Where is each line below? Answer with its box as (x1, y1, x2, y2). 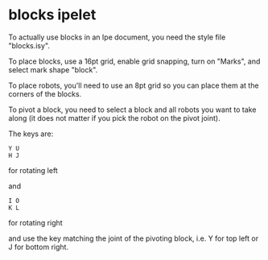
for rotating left (8, 165, 58, 175)
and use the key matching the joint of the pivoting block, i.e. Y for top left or (8, 233, 259, 243)
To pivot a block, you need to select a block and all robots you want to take (8, 105, 257, 114)
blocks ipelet (8, 6, 97, 24)
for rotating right (8, 217, 63, 227)
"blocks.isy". (8, 40, 51, 50)
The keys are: (8, 129, 54, 138)
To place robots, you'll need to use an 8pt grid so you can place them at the (8, 80, 259, 90)
